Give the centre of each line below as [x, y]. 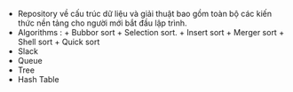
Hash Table [38, 79]
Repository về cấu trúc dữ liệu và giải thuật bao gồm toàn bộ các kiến [145, 14]
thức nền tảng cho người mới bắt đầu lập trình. [102, 23]
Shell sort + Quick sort [59, 42]
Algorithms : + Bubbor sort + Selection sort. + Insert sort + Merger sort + [151, 32]
